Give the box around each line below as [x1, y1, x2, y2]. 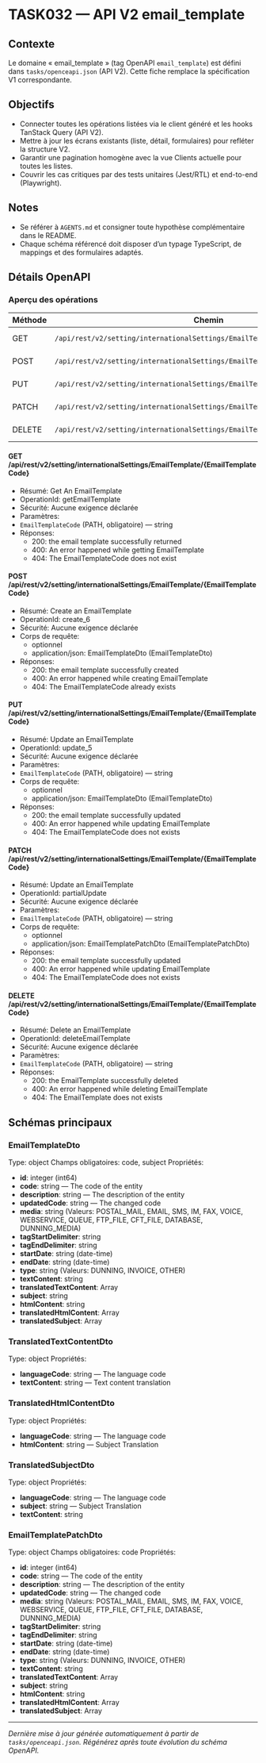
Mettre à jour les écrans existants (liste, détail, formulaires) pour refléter [19, 136, 255, 145]
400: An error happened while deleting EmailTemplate [31, 1085, 208, 1094]
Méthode [12, 315, 47, 326]
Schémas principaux [8, 1116, 112, 1129]
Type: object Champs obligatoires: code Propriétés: [8, 1547, 177, 1557]
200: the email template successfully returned [31, 536, 182, 546]
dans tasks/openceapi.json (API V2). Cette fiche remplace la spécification [8, 67, 250, 76]
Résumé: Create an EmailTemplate [19, 605, 132, 616]
